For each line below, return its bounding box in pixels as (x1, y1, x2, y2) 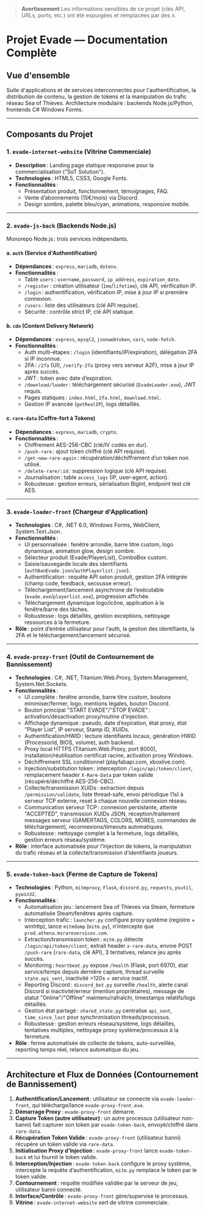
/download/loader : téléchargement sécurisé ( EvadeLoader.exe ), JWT (24, 381, 196, 388)
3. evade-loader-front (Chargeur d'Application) (6, 507, 148, 516)
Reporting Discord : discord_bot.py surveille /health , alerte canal (24, 981, 188, 988)
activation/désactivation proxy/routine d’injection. (24, 713, 149, 720)
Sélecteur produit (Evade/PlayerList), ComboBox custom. (24, 554, 168, 561)
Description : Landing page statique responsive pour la (15, 161, 154, 168)
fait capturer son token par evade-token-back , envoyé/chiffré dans (32, 1121, 198, 1129)
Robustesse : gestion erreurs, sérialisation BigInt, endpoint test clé (24, 480, 191, 487)
